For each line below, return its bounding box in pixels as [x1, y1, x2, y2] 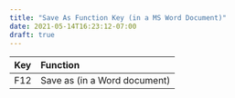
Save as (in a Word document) [40, 74, 171, 87]
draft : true [9, 30, 55, 39]
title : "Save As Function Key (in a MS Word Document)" [9, 13, 227, 23]
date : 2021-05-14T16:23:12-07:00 [9, 22, 137, 31]
